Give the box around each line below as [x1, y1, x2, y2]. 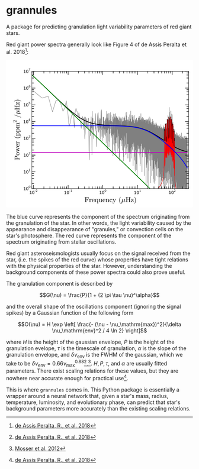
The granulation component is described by [6, 280, 113, 287]
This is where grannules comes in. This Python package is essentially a [6, 386, 179, 393]
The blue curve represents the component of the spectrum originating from [6, 214, 190, 221]
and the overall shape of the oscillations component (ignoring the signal [6, 303, 181, 310]
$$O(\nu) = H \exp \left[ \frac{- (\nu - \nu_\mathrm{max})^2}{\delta [17, 321, 182, 328]
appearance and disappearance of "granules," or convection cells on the [6, 226, 184, 233]
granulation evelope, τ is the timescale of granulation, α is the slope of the [6, 345, 187, 352]
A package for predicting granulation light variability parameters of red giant [6, 23, 192, 30]
